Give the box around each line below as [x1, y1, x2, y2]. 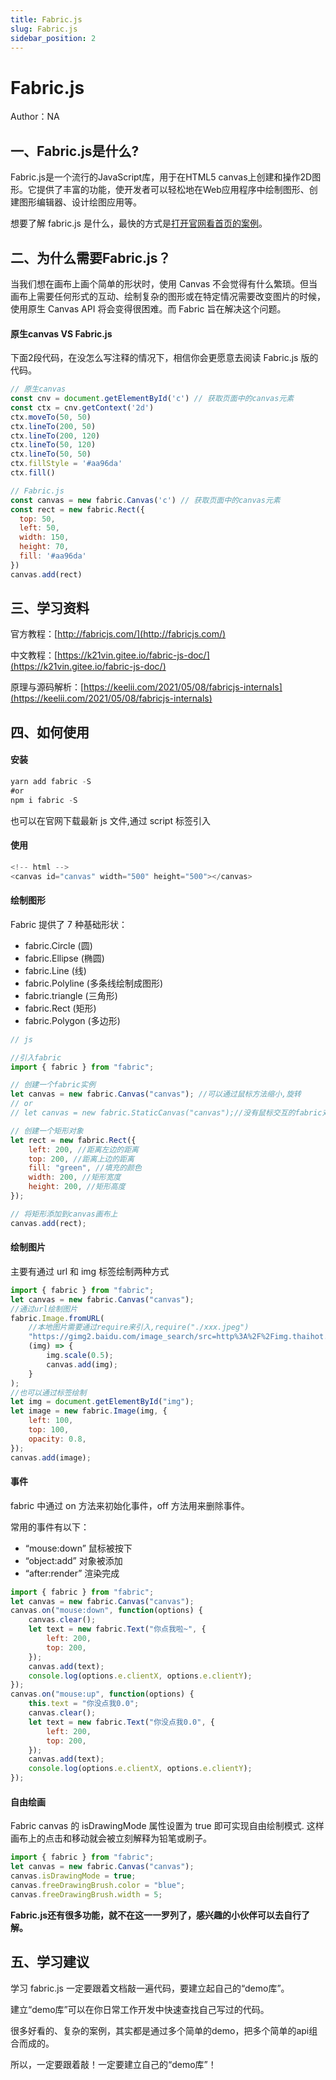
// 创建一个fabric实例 [10, 1080, 96, 1090]
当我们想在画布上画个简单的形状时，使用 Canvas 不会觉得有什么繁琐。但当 [10, 277, 318, 290]
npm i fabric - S [10, 795, 78, 805]
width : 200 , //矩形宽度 [28, 1172, 122, 1183]
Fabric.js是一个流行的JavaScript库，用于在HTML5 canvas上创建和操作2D [10, 171, 313, 183]
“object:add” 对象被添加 [24, 1554, 123, 1566]
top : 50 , [19, 514, 56, 524]
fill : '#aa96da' [19, 551, 87, 561]
